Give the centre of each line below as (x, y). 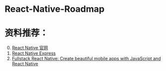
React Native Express (34, 53)
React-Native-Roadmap (55, 9)
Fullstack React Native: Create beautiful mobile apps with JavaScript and (86, 59)
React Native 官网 (30, 48)
